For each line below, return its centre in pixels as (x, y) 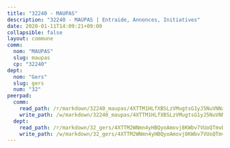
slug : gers (29, 83)
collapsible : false (35, 32)
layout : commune (30, 39)
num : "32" (27, 89)
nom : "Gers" (30, 77)
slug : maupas (32, 58)
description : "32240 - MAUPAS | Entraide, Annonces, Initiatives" (104, 20)
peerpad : (20, 96)
